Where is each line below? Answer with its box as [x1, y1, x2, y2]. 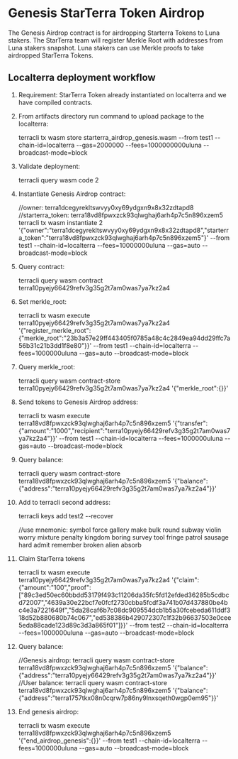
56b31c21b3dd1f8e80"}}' [18, 341, 92, 349]
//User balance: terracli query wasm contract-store [18, 678, 167, 687]
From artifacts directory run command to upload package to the [18, 111, 205, 120]
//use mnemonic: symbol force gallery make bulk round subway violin [18, 525, 222, 534]
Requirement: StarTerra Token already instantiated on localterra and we [18, 90, 227, 99]
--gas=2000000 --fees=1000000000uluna [76, 141, 203, 149]
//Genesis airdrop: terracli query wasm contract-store [18, 655, 175, 665]
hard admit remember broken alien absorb [18, 540, 142, 549]
